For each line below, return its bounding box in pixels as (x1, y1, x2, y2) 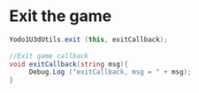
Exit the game (9, 6, 112, 26)
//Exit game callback (9, 51, 89, 61)
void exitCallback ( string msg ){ (9, 60, 128, 68)
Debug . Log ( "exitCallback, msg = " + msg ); (28, 68, 192, 76)
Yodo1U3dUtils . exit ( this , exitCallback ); (9, 35, 168, 44)
